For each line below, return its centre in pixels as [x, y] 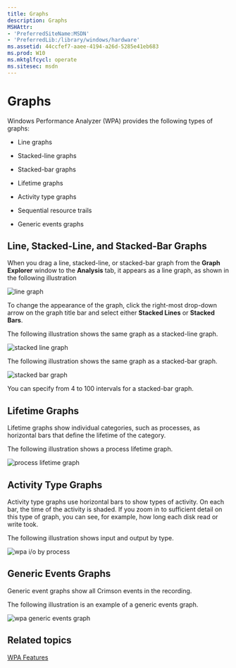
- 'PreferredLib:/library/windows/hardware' [74, 40]
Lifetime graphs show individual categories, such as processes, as [104, 428]
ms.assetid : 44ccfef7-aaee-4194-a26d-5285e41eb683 [83, 47]
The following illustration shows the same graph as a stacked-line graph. [113, 334]
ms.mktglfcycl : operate [42, 60]
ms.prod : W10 [26, 54]
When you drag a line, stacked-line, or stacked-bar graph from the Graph [114, 263]
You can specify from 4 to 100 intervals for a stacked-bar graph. [100, 389]
